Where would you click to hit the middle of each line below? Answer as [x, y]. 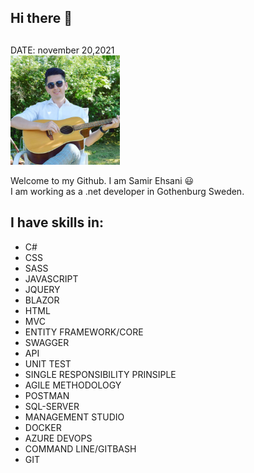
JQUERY [42, 289]
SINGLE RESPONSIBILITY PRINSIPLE [100, 374]
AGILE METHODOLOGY [73, 385]
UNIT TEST [48, 363]
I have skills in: [57, 222]
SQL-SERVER [52, 406]
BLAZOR [42, 300]
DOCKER [43, 427]
